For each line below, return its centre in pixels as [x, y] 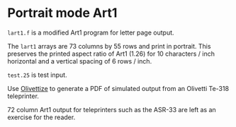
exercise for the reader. [41, 117]
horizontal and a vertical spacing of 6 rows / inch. [80, 61]
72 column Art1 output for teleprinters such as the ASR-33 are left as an [112, 109]
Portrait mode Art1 [62, 13]
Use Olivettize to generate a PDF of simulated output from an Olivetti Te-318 [118, 88]
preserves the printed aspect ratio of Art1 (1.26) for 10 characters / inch [111, 54]
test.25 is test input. [37, 75]
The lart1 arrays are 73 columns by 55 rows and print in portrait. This [109, 46]
